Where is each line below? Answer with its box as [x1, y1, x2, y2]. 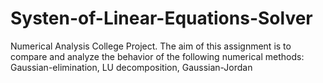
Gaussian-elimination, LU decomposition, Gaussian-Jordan [10, 61, 253, 73]
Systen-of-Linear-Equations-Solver [10, 7, 313, 30]
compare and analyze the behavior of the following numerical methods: [10, 50, 305, 62]
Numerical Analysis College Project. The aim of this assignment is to [10, 40, 292, 52]
